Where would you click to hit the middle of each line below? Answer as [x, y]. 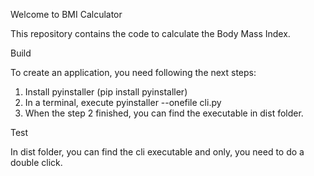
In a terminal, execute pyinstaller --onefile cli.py [123, 102]
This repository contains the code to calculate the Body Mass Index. [150, 33]
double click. [36, 162]
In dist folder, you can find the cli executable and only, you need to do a [157, 152]
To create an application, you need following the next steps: [133, 72]
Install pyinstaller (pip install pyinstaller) [106, 92]
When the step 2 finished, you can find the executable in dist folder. [164, 113]
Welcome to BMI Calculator [66, 14]
